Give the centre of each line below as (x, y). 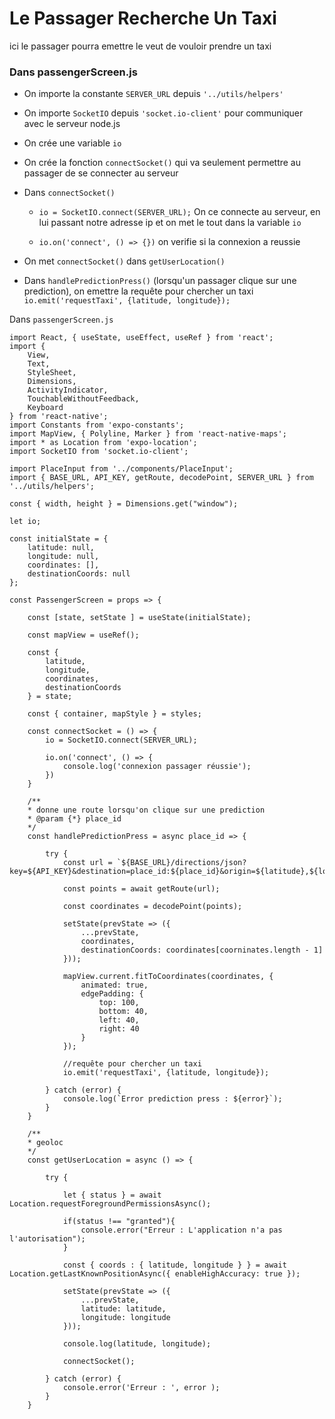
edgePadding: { (112, 994)
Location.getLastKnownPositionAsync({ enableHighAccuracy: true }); (155, 1274)
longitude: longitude (125, 1318)
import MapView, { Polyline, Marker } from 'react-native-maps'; (148, 434)
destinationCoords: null (79, 574)
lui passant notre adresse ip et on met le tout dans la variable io (170, 223)
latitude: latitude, (123, 1309)
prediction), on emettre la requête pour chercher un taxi (138, 291)
